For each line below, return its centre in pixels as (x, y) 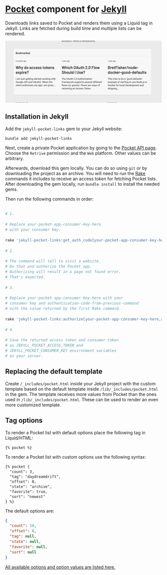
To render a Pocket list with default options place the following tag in (75, 432)
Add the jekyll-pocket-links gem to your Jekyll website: (64, 129)
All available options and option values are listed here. (60, 567)
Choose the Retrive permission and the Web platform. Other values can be (81, 153)
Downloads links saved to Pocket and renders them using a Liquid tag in (79, 23)
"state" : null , (25, 542)
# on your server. (24, 356)
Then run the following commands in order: (49, 199)
